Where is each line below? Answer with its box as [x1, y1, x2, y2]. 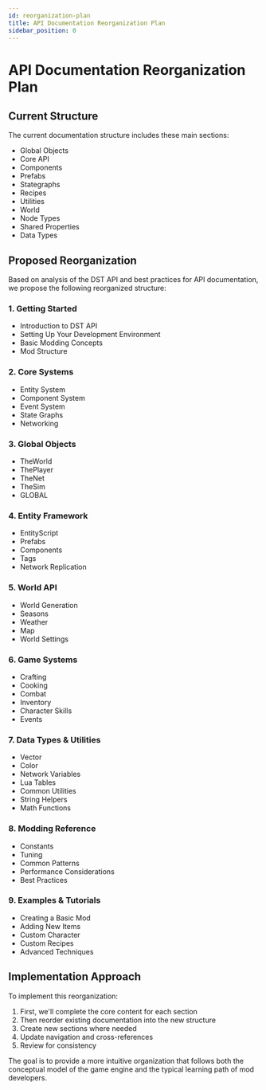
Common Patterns [19, 858, 80, 868]
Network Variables [19, 770, 81, 779]
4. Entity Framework [8, 511, 88, 521]
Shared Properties [19, 222, 80, 232]
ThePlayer [19, 465, 54, 475]
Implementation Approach [8, 970, 142, 984]
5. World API [8, 582, 57, 594]
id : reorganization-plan [8, 11, 91, 20]
